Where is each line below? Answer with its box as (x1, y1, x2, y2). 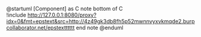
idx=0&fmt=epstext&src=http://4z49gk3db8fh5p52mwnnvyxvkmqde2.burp (6, 18, 195, 24)
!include (6, 11, 27, 18)
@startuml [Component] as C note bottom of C (6, 5, 123, 12)
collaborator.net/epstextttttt (6, 24, 75, 31)
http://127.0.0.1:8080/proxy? (27, 11, 97, 18)
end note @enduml (76, 24, 124, 31)
